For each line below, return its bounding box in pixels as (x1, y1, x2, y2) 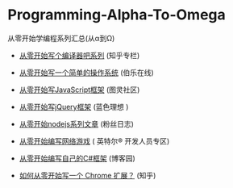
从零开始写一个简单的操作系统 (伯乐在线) (19, 67, 154, 77)
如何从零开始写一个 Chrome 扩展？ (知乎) (19, 170, 156, 180)
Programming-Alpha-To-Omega (7, 6, 227, 24)
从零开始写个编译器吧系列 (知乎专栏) (19, 50, 140, 60)
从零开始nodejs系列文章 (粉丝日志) (19, 119, 135, 128)
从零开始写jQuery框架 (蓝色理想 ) (19, 102, 129, 111)
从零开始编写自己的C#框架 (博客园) (19, 153, 136, 163)
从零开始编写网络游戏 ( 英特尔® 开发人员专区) (19, 136, 170, 146)
